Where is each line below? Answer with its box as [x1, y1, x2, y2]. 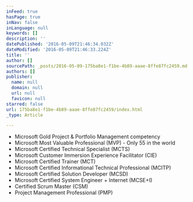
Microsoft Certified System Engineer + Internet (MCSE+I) [14, 177, 153, 184]
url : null [11, 90, 35, 96]
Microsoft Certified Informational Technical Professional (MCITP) [14, 165, 171, 172]
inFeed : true [6, 8, 38, 15]
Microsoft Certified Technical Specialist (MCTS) [14, 146, 130, 153]
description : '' [6, 36, 46, 42]
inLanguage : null [6, 25, 49, 31]
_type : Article [6, 112, 43, 118]
